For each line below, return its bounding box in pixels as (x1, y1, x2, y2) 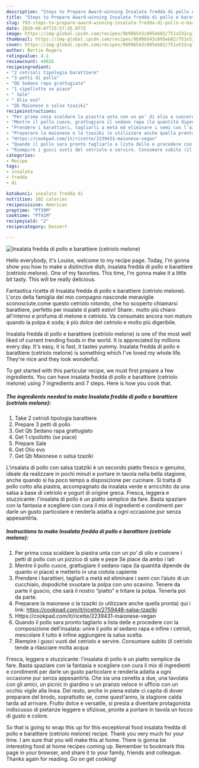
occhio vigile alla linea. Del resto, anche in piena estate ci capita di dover (6, 687, 184, 694)
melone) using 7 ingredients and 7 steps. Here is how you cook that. (6, 380, 172, 387)
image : (6, 31, 23, 37)
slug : (6, 20, 20, 26)
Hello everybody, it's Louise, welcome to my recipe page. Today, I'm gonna (6, 257, 190, 264)
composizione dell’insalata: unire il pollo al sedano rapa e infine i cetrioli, (14, 625, 191, 632)
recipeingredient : (6, 64, 52, 70)
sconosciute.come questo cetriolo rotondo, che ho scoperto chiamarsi (6, 299, 178, 306)
